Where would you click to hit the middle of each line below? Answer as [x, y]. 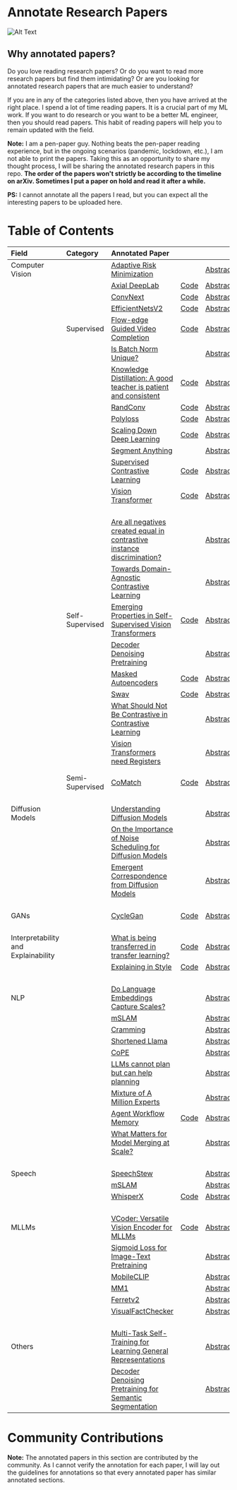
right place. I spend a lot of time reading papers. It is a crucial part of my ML [118, 107]
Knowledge [130, 369]
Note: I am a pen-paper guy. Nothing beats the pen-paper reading [104, 143]
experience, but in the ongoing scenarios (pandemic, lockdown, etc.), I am [115, 151]
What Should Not [139, 705]
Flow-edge [130, 320]
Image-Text [131, 1256]
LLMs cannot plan [141, 1063]
